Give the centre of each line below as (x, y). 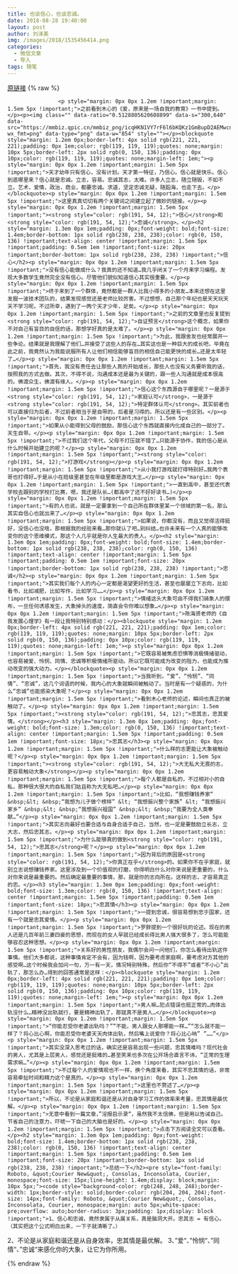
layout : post (27, 27)
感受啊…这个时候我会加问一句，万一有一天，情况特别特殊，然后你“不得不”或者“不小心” (115, 965)
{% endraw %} (29, 1263)
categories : (25, 47)
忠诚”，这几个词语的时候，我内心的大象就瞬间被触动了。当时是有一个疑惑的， (121, 683)
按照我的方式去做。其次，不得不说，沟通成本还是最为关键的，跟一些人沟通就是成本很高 (115, 374)
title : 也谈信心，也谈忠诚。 (45, 14)
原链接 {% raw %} (34, 88)
